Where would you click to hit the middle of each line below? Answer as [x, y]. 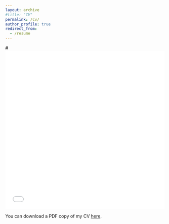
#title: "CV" [19, 15]
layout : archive [22, 10]
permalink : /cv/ [22, 19]
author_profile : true [28, 24]
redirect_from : [21, 29]
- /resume [20, 33]
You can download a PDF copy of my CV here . [54, 216]
